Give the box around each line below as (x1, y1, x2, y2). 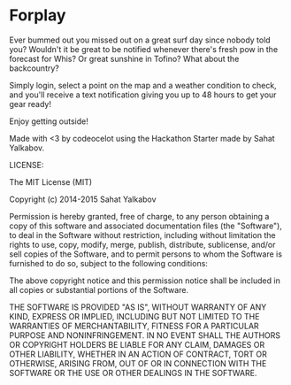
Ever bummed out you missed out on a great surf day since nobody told (9, 35, 272, 45)
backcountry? (9, 63, 59, 73)
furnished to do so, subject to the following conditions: (9, 258, 208, 268)
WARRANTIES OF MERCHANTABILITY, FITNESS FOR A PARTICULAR (9, 320, 259, 331)
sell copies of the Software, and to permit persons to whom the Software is (9, 249, 283, 259)
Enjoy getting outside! (9, 116, 88, 127)
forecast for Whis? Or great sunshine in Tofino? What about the (9, 53, 240, 64)
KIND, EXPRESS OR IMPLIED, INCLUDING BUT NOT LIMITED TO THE (9, 311, 260, 321)
